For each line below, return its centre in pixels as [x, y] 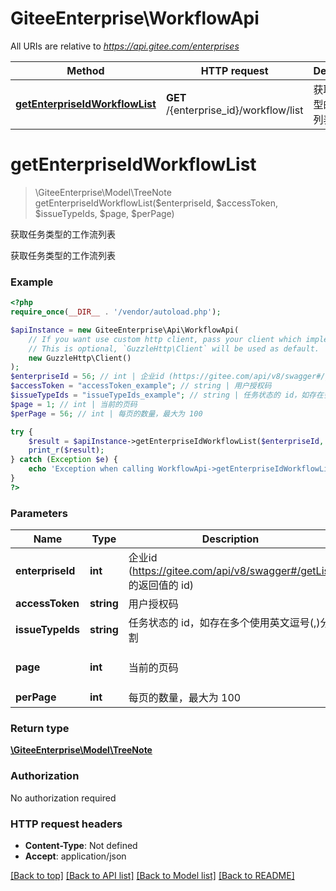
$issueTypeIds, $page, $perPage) [104, 213]
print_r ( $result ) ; [66, 450]
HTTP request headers [66, 824]
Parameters [39, 513]
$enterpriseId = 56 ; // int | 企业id [87, 377]
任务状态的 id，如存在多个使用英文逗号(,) [224, 623]
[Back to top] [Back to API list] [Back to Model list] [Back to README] [152, 875]
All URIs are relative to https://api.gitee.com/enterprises [125, 46]
